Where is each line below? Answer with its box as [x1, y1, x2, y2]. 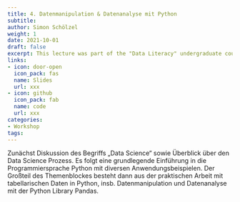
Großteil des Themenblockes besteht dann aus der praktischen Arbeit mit [7, 171, 224, 180]
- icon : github [7, 90, 53, 97]
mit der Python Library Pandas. [7, 186, 99, 196]
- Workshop [7, 122, 40, 130]
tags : [7, 129, 24, 137]
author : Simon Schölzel [7, 23, 79, 31]
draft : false [7, 43, 46, 51]
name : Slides [14, 76, 53, 84]
